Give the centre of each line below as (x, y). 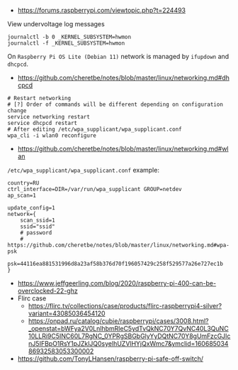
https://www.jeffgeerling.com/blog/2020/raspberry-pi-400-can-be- (117, 283)
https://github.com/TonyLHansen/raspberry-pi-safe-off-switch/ (110, 359)
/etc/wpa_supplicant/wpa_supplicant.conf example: (83, 170)
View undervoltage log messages (56, 24)
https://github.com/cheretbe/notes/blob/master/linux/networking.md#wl (123, 149)
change (17, 111)
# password (36, 233)
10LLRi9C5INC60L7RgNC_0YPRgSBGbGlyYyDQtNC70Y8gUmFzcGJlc (129, 336)
